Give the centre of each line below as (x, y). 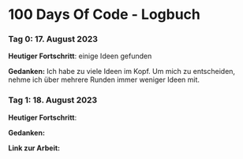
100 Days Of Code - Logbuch (105, 15)
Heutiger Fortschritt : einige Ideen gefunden (80, 56)
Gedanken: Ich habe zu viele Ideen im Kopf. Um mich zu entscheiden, (121, 72)
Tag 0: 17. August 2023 (53, 39)
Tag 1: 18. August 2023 (53, 100)
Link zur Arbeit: (34, 148)
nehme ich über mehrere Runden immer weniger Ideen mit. (104, 79)
